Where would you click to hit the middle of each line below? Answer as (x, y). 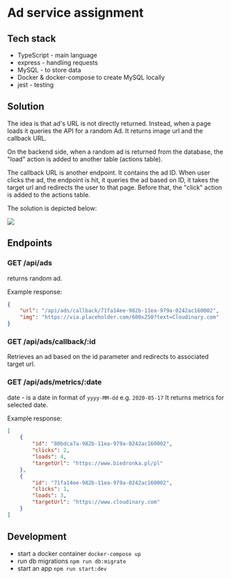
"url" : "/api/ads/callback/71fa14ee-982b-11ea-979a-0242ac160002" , (119, 311)
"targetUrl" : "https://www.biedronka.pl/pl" (98, 463)
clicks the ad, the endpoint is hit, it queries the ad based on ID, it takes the (113, 180)
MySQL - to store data (49, 70)
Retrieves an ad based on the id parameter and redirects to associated (108, 357)
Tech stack (32, 39)
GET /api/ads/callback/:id (51, 341)
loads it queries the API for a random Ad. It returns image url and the (105, 131)
